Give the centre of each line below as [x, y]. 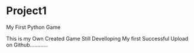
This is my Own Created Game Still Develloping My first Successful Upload [97, 38]
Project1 [27, 11]
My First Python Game [33, 27]
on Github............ [27, 45]
